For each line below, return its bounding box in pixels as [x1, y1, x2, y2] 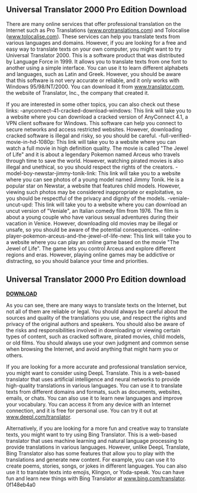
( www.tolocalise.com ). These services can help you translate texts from [6, 32, 181, 40]
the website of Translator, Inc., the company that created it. [6, 89, 149, 96]
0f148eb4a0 [6, 481, 36, 488]
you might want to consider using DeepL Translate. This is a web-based [6, 369, 181, 376]
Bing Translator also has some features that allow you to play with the [6, 449, 175, 456]
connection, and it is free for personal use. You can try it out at [6, 407, 158, 414]
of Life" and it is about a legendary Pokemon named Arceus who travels [6, 150, 181, 158]
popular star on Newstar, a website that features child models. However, [6, 182, 181, 189]
